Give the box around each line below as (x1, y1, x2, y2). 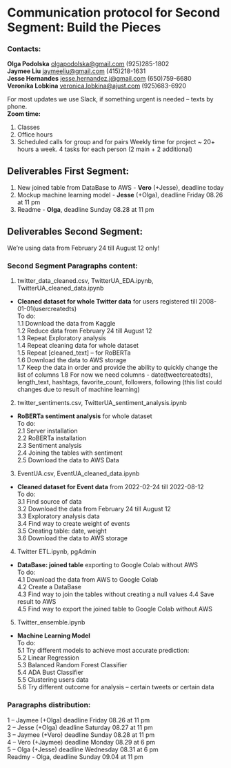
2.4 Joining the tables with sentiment (17, 449, 123, 457)
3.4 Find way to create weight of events (17, 520, 130, 528)
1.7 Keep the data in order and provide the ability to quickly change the (17, 364, 219, 372)
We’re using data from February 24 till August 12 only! (7, 244, 160, 253)
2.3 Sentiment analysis (17, 442, 82, 450)
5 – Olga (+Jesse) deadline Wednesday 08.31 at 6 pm (7, 745, 159, 754)
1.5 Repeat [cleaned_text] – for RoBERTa (17, 348, 131, 357)
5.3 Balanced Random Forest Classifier (17, 661, 128, 669)
